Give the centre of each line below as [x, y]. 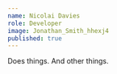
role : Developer [35, 23]
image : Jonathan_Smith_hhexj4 [58, 31]
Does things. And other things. [58, 61]
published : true [35, 38]
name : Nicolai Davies [44, 16]
